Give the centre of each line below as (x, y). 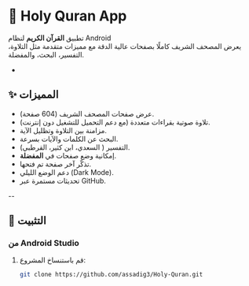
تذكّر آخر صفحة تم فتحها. (55, 164)
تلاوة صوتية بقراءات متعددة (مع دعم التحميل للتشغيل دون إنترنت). (115, 122)
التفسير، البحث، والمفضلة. (46, 54)
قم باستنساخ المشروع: (53, 260)
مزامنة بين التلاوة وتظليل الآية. (63, 130)
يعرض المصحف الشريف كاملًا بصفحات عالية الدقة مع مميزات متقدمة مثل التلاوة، (125, 46)
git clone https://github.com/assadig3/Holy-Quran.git (111, 275)
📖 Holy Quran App (68, 16)
